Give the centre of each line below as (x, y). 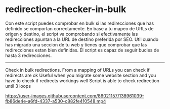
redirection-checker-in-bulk (66, 9)
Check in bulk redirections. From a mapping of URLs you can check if (78, 70)
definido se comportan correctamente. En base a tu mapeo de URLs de (79, 28)
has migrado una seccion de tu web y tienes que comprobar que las (76, 44)
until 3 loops (18, 86)
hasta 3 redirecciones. (29, 55)
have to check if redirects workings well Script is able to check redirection (82, 80)
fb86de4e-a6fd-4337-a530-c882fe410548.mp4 (56, 101)
